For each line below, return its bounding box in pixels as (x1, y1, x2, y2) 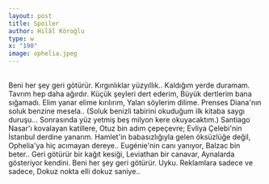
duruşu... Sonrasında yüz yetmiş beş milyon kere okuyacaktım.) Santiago (8, 115, 250, 124)
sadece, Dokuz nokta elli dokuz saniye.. (8, 167, 141, 176)
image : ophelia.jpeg (8, 49, 78, 58)
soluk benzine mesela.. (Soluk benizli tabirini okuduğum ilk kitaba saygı (8, 106, 245, 116)
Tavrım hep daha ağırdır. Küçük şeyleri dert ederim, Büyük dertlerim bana (8, 89, 252, 98)
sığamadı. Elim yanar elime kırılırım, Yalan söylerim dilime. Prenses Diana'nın (8, 98, 262, 107)
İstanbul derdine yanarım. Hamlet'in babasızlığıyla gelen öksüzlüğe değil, (8, 132, 251, 142)
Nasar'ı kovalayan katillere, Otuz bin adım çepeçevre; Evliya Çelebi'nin (8, 123, 242, 133)
